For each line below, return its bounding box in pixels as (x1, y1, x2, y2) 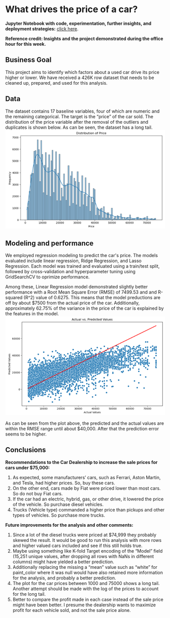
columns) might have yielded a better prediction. (12, 559, 114, 565)
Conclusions (5, 446, 46, 454)
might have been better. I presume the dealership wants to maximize (12, 602, 156, 608)
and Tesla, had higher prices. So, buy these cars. (12, 480, 115, 486)
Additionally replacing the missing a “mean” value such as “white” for (12, 564, 158, 570)
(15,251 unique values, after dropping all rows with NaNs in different (12, 553, 154, 559)
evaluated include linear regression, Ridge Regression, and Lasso (5, 258, 142, 264)
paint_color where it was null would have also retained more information (12, 569, 163, 575)
